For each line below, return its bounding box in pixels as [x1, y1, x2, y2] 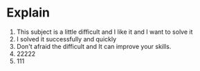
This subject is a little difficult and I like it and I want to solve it [16, 28, 193, 36]
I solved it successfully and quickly [16, 34, 117, 43]
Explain [6, 5, 50, 21]
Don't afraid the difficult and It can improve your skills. [16, 42, 172, 50]
